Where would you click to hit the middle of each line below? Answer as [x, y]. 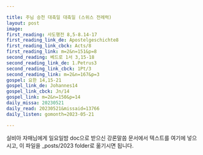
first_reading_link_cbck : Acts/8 [49, 46]
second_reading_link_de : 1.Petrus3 [52, 63]
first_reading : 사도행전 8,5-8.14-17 [52, 34]
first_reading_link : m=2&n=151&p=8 [52, 52]
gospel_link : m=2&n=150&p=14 [43, 97]
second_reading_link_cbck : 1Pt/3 [49, 69]
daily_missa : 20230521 [35, 103]
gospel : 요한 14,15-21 [34, 80]
